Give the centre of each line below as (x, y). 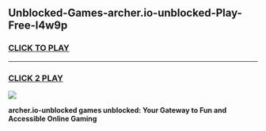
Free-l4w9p (38, 26)
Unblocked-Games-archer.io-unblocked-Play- (125, 13)
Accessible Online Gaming (53, 118)
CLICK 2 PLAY (36, 78)
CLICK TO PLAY (39, 48)
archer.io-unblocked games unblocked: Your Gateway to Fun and (118, 110)
